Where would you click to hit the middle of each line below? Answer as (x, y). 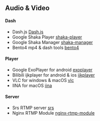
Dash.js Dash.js (28, 32)
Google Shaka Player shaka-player (47, 37)
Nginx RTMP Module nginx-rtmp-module (53, 113)
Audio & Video (27, 8)
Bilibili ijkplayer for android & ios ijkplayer (53, 75)
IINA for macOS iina (32, 85)
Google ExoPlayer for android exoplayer (52, 70)
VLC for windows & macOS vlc (43, 80)
